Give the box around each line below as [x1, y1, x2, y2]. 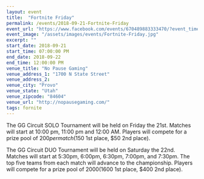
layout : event [6, 8, 42, 15]
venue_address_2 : [6, 76, 50, 83]
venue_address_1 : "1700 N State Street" [6, 71, 110, 77]
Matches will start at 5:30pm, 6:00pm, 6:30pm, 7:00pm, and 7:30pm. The [6, 152, 190, 160]
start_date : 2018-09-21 [6, 43, 67, 49]
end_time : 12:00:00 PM [6, 59, 64, 66]
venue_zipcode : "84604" [6, 93, 67, 100]
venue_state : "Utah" [6, 88, 59, 94]
